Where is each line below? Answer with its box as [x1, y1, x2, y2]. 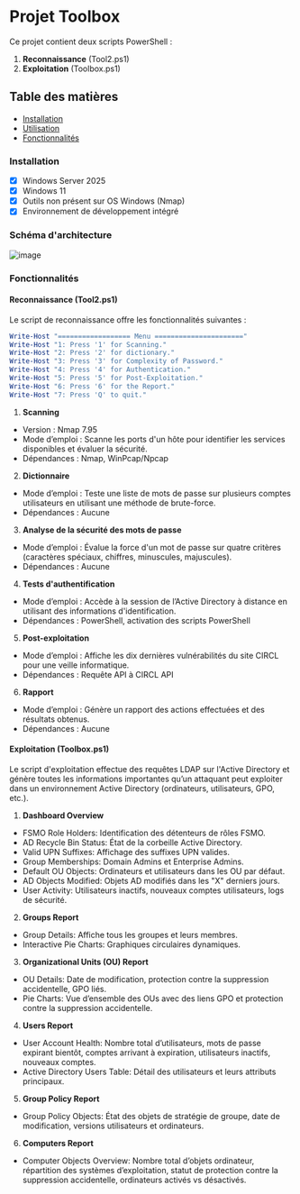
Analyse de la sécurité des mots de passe [22, 524, 182, 535]
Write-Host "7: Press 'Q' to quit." [9, 390, 147, 399]
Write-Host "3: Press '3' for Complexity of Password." [9, 357, 223, 366]
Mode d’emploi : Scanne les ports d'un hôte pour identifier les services [22, 433, 286, 444]
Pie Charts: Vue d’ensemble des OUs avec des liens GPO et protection [22, 993, 284, 1004]
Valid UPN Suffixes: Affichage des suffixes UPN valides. [22, 846, 230, 857]
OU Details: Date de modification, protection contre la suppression [22, 973, 269, 984]
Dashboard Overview [22, 809, 105, 821]
